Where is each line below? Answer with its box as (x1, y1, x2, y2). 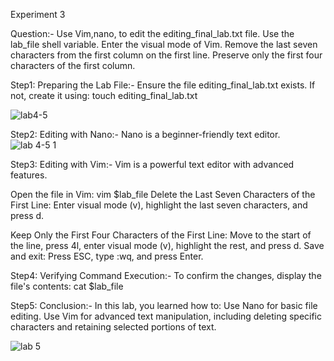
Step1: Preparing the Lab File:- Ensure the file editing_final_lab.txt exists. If (10, 79, 316, 91)
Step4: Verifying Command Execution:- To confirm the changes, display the (10, 270, 322, 281)
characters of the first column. (10, 60, 136, 71)
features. (10, 169, 48, 181)
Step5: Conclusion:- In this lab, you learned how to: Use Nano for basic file (10, 300, 318, 311)
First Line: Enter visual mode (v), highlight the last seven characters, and (10, 199, 308, 211)
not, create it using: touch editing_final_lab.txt (10, 90, 198, 101)
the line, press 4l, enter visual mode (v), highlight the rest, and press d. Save (10, 240, 325, 251)
